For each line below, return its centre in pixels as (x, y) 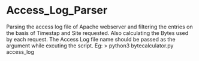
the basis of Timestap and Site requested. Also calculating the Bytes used (97, 33)
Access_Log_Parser (57, 10)
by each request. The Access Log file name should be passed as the (91, 39)
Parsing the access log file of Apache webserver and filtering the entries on (99, 27)
